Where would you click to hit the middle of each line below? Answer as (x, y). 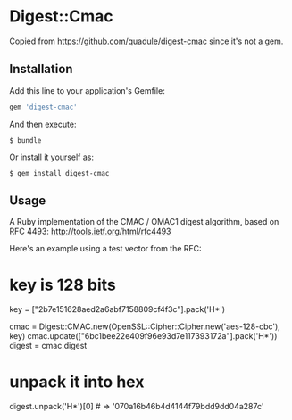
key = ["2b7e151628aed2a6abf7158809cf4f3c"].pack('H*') (117, 309)
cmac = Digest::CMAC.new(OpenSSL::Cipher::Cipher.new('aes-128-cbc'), (145, 326)
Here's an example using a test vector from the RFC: (106, 249)
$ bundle (25, 140)
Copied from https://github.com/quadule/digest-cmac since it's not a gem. (146, 41)
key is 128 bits (63, 285)
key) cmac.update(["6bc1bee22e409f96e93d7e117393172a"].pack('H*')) (143, 336)
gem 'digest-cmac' (43, 107)
